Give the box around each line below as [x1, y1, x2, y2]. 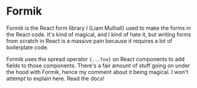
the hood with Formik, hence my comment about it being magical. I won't [6, 68, 189, 75]
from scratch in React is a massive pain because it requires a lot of [6, 37, 173, 44]
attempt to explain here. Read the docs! [6, 75, 105, 82]
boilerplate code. [6, 44, 48, 51]
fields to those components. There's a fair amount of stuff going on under [6, 62, 190, 69]
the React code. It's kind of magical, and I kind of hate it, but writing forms [6, 30, 192, 38]
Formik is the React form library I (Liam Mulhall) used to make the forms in [6, 24, 191, 32]
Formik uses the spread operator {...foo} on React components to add [6, 55, 185, 63]
